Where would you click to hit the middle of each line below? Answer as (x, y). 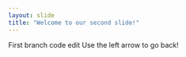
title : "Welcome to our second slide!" (74, 23)
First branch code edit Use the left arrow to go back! (94, 45)
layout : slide (32, 15)
